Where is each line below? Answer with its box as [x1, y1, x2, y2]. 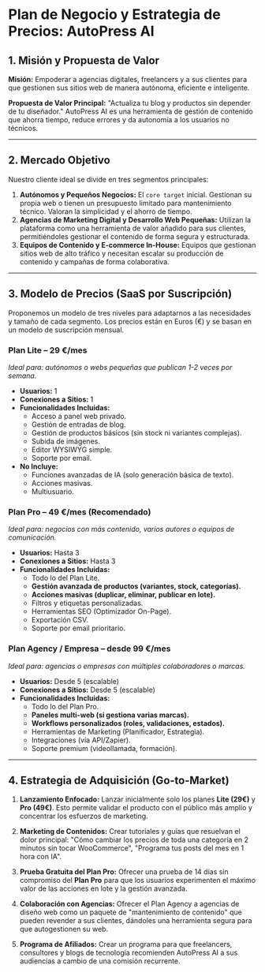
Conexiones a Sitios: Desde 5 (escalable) [19, 685, 155, 694]
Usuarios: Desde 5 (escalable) [19, 676, 120, 686]
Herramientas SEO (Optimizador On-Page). [31, 607, 172, 616]
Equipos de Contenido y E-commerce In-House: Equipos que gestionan [19, 240, 256, 249]
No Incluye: [19, 462, 58, 471]
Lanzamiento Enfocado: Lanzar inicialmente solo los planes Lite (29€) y [19, 794, 256, 804]
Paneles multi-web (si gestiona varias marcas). [31, 710, 189, 720]
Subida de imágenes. [31, 436, 100, 446]
